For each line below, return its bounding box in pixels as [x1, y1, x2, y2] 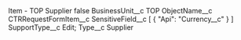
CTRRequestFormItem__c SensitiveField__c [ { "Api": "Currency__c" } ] [8, 14, 234, 24]
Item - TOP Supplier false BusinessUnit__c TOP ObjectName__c [8, 6, 213, 15]
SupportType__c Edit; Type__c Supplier [8, 23, 134, 32]
